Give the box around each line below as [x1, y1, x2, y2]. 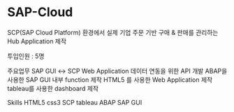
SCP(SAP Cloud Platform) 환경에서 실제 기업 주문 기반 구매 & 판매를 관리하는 [7, 28, 219, 36]
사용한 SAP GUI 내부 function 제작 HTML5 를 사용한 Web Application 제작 [7, 75, 213, 84]
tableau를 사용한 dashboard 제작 [7, 84, 99, 92]
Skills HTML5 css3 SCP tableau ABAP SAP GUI [7, 98, 142, 106]
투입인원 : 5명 [7, 52, 45, 60]
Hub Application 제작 [7, 36, 67, 45]
